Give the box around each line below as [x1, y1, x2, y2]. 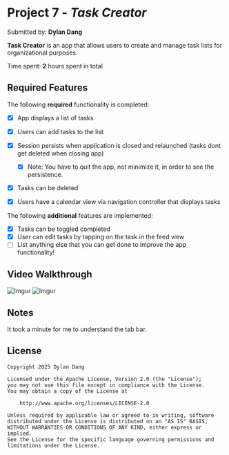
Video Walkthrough [7, 268, 92, 280]
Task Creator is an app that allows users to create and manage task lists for [7, 41, 223, 49]
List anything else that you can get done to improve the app [17, 241, 187, 249]
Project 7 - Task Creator [7, 5, 147, 21]
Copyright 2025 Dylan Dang [7, 363, 85, 371]
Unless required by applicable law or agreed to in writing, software [7, 411, 215, 419]
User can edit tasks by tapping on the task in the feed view [17, 233, 185, 241]
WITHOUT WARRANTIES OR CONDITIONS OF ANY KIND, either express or [7, 424, 202, 431]
